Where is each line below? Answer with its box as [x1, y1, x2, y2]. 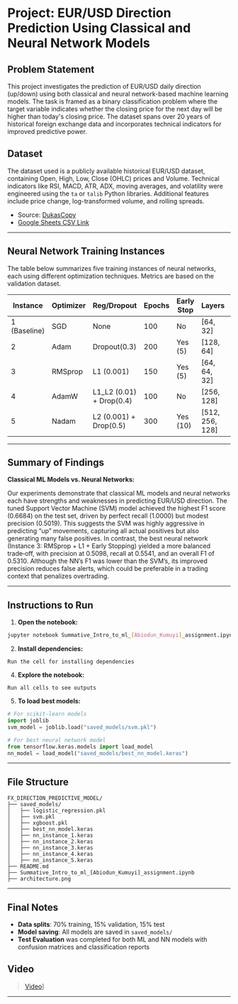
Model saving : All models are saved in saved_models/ [17, 927, 173, 936]
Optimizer [52, 300, 86, 310]
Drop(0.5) [92, 420, 126, 430]
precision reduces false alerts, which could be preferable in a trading [7, 564, 208, 573]
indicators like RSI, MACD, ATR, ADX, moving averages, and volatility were [7, 182, 223, 190]
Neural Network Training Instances [7, 245, 165, 257]
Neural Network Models [7, 35, 150, 51]
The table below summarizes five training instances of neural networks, [7, 264, 216, 272]
